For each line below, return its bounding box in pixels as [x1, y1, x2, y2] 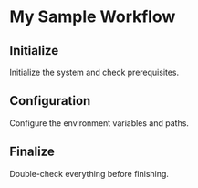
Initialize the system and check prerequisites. [9, 67, 180, 78]
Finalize [9, 144, 55, 160]
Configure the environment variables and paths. [9, 117, 190, 129]
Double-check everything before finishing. [9, 168, 169, 179]
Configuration [9, 93, 91, 109]
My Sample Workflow [9, 6, 176, 27]
